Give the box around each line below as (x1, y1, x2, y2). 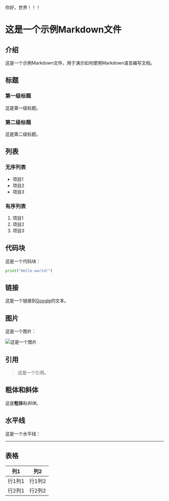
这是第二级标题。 (5, 131, 41, 137)
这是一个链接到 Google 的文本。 (5, 298, 69, 304)
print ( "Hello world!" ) (5, 268, 53, 273)
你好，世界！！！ (5, 5, 41, 10)
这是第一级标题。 (5, 105, 41, 111)
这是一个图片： (5, 328, 36, 335)
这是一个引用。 (17, 370, 49, 376)
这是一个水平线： (5, 430, 41, 436)
